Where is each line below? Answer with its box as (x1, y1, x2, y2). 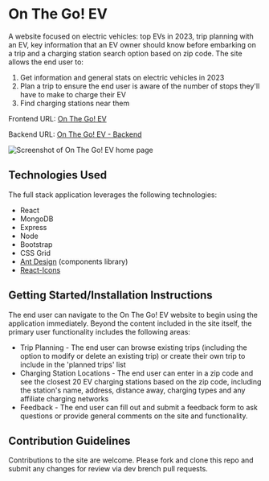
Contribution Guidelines (8, 434, 131, 447)
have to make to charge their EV (19, 89, 127, 99)
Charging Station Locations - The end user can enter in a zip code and (19, 368, 254, 378)
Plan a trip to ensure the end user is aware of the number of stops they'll (19, 81, 260, 91)
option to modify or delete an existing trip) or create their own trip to (19, 351, 246, 360)
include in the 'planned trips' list (19, 360, 126, 369)
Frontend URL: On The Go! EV (8, 113, 107, 123)
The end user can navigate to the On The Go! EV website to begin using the (8, 310, 259, 319)
